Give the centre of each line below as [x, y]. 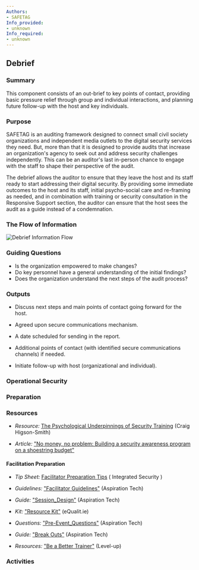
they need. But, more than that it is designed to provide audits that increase [98, 147]
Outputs [18, 294]
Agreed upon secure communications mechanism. [76, 324]
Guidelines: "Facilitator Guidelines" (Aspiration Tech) [79, 488]
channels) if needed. [40, 354]
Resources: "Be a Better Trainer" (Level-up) [68, 546]
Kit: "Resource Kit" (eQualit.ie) [52, 512]
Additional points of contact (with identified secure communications [98, 347]
